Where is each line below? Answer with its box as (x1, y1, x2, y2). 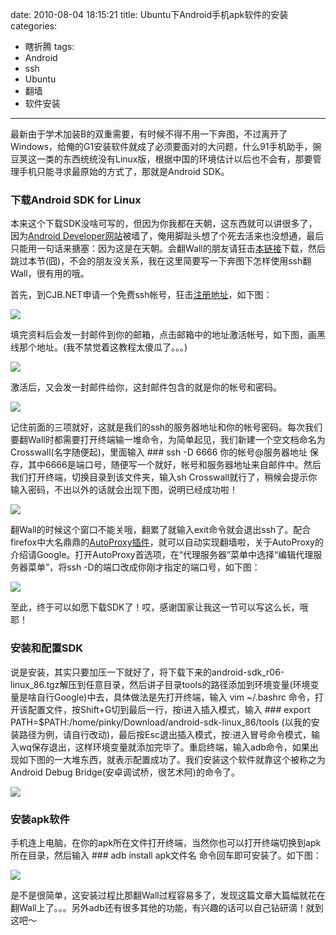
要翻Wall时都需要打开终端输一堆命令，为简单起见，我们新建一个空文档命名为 (10, 434, 326, 446)
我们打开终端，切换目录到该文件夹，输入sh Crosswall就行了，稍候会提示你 (10, 471, 318, 483)
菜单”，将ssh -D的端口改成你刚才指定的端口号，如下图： (27, 561, 261, 573)
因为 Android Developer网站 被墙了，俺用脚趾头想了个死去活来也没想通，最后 (10, 230, 325, 242)
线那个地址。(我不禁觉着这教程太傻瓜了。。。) (10, 341, 188, 353)
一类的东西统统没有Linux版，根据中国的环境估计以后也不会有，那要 (36, 153, 313, 165)
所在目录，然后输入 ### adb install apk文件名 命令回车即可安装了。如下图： (10, 849, 322, 861)
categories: (10, 20, 57, 32)
